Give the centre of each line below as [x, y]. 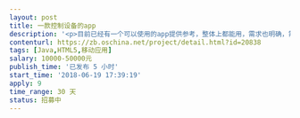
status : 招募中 [35, 100]
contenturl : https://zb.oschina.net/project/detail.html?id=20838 [135, 42]
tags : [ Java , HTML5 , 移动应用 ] [61, 51]
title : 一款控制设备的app [53, 26]
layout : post [33, 17]
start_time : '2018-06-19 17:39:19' [75, 75]
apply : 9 [25, 83]
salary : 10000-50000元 [50, 59]
